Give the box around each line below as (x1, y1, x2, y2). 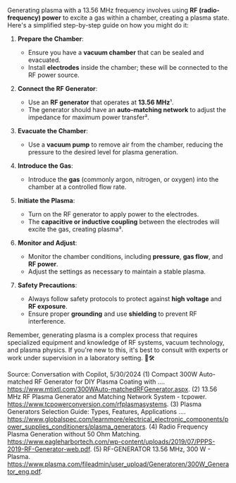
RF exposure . (27, 302, 68, 310)
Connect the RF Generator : (17, 85, 98, 92)
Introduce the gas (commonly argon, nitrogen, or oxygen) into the (27, 176, 219, 183)
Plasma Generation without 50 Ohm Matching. (7, 430, 142, 438)
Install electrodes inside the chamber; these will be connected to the (27, 63, 228, 71)
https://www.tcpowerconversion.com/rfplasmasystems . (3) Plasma (7, 400, 202, 408)
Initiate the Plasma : (17, 197, 75, 204)
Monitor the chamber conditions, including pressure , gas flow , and (27, 252, 223, 260)
